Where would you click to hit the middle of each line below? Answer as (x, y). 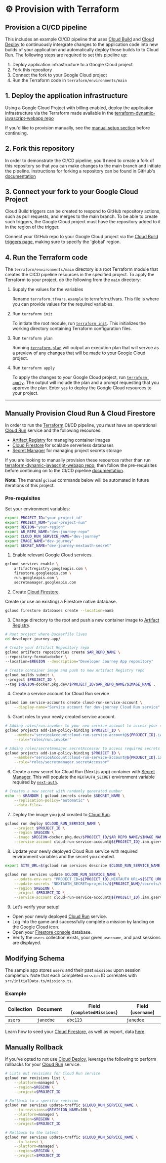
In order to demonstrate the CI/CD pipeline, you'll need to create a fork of (80, 160)
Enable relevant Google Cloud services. (52, 555)
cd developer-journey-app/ (33, 639)
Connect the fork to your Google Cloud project (60, 75)
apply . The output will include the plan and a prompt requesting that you (85, 383)
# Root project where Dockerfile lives (46, 634)
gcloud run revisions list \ (35, 1078)
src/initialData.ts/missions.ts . (39, 981)
